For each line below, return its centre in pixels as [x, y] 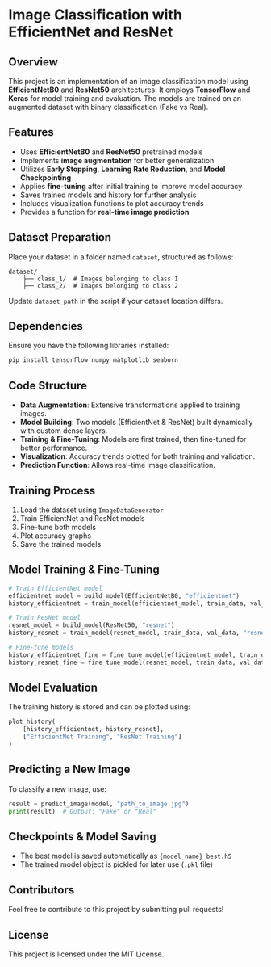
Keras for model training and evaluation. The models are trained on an [125, 98]
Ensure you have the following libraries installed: [89, 346]
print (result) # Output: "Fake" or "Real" [83, 811]
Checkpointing [45, 177]
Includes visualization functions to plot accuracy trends [112, 203]
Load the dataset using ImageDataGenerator [92, 510]
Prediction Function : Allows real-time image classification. [118, 465]
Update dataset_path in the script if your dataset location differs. [116, 301]
